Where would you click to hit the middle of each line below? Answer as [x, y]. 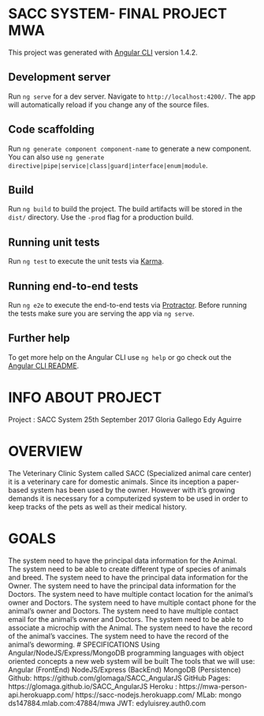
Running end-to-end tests [73, 286]
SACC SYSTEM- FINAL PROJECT [118, 14]
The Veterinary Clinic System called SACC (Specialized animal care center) [130, 473]
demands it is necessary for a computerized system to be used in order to [128, 498]
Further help [39, 338]
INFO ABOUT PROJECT [85, 397]
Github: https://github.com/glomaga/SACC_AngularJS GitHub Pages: [119, 678]
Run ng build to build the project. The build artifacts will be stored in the [125, 209]
